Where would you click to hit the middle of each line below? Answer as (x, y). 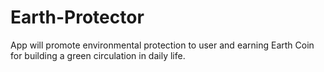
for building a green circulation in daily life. (98, 55)
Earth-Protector (77, 17)
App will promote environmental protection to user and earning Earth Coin (162, 45)
